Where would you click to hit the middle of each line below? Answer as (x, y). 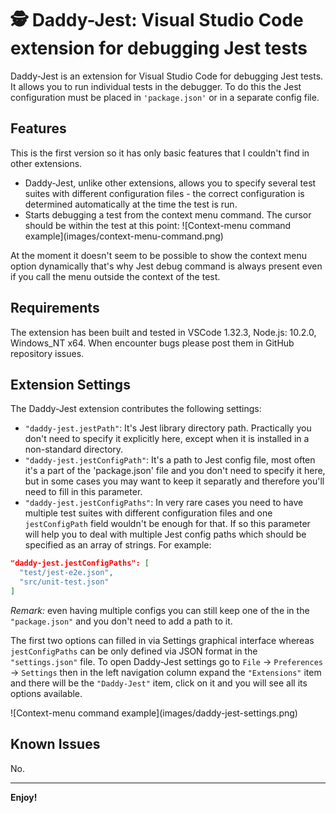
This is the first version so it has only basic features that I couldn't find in (160, 153)
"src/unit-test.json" (64, 582)
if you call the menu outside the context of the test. (115, 276)
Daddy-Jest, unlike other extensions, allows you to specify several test (170, 183)
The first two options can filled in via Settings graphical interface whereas (162, 640)
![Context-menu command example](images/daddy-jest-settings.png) (154, 713)
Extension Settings (70, 384)
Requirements (55, 308)
